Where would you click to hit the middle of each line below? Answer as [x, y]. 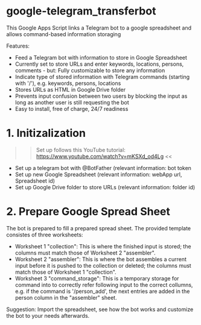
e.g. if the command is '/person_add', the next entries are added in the [102, 291]
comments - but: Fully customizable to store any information [90, 70]
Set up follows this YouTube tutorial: [81, 150]
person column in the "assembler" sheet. [66, 297]
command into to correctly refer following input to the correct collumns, [104, 285]
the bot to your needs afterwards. [48, 315]
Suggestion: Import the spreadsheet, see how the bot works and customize [100, 309]
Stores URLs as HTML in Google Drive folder [70, 89]
